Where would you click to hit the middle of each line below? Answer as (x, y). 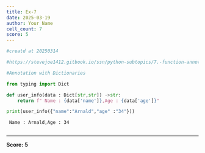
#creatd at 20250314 (33, 51)
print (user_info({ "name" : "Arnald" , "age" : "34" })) (71, 112)
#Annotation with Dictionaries (46, 73)
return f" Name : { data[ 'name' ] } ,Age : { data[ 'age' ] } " (88, 101)
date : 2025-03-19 (28, 18)
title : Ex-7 (21, 12)
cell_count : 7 (24, 29)
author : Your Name (30, 23)
